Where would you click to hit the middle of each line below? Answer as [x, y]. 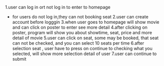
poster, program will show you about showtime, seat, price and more [82, 33]
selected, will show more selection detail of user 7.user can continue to [84, 54]
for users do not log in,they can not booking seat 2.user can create [80, 17]
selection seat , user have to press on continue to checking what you [82, 48]
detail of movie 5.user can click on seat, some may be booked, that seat [85, 38]
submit [19, 59]
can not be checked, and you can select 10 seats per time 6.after [78, 43]
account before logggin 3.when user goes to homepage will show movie [86, 22]
